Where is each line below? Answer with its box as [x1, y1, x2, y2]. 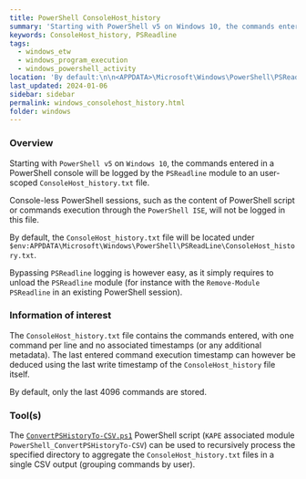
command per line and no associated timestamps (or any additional [9, 339, 262, 350]
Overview [9, 137, 54, 150]
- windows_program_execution [17, 56, 128, 65]
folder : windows [9, 107, 71, 116]
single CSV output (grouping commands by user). [9, 459, 196, 470]
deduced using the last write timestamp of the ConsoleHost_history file [9, 359, 276, 370]
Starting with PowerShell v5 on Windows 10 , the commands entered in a [9, 157, 275, 169]
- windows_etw [17, 47, 71, 57]
